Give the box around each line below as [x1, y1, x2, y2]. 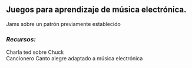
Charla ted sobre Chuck [6, 48, 64, 56]
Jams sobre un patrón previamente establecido [6, 20, 121, 27]
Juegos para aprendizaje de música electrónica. [6, 5, 187, 15]
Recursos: [6, 35, 37, 43]
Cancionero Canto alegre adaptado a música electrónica [6, 55, 143, 62]
